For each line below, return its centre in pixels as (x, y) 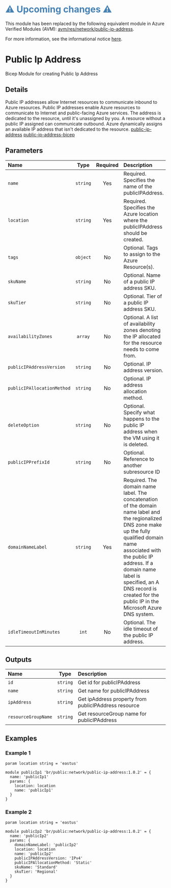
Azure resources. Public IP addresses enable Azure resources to (73, 107)
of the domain (140, 506)
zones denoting (142, 330)
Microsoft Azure (142, 608)
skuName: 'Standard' (36, 867)
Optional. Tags (141, 248)
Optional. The (140, 622)
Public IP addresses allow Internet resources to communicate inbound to (81, 102)
